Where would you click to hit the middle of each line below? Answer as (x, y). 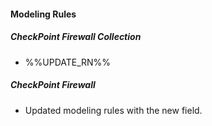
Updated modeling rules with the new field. (113, 110)
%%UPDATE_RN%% (68, 62)
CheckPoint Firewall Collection (76, 37)
